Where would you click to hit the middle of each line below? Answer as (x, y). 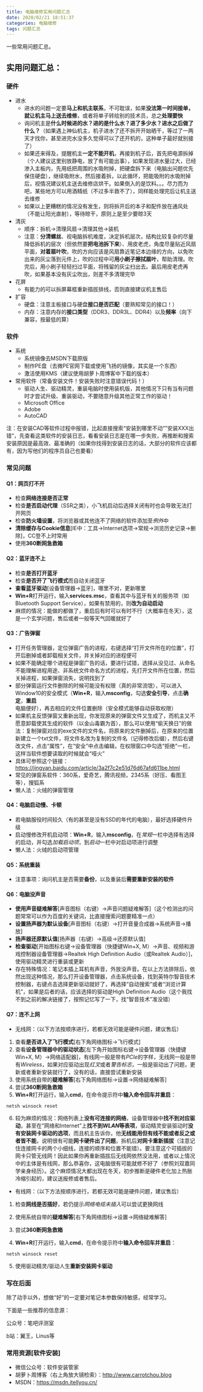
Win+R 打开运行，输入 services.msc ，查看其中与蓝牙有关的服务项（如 (102, 595)
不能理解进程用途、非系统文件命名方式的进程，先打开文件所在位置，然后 (105, 670)
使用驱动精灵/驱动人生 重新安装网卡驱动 (64, 1266)
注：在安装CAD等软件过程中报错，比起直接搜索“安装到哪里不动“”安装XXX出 (100, 428)
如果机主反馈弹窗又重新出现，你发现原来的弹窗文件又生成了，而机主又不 (105, 716)
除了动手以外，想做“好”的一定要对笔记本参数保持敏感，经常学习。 (88, 1297)
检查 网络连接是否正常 (41, 498)
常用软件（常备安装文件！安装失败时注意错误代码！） (81, 381)
